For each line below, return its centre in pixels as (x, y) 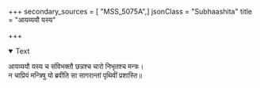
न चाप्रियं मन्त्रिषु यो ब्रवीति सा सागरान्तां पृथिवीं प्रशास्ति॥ (75, 75)
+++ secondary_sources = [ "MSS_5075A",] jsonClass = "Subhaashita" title (130, 11)
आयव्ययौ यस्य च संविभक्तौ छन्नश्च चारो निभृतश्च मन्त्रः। (76, 66)
